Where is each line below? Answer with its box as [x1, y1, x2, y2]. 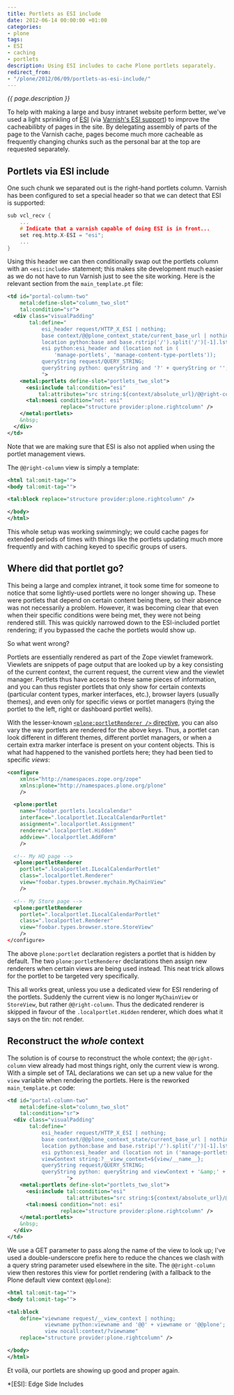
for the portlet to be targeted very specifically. [7, 971, 139, 980]
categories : [7, 23, 42, 30]
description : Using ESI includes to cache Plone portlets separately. [7, 62, 217, 69]
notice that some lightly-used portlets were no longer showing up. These [7, 588, 216, 597]
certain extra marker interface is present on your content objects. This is [7, 740, 215, 749]
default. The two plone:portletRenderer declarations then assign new [7, 957, 208, 965]
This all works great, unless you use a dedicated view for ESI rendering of [7, 985, 219, 993]
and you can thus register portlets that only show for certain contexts [7, 682, 206, 691]
